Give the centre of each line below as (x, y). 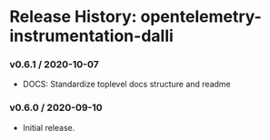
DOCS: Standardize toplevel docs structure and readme (127, 85)
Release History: (73, 17)
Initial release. (49, 127)
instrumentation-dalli (92, 36)
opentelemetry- (201, 17)
